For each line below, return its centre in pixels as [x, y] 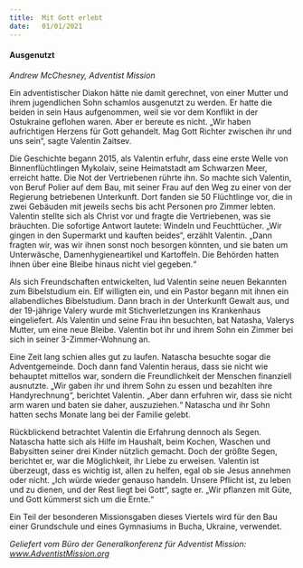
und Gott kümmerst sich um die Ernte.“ [82, 499]
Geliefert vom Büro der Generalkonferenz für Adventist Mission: [128, 544]
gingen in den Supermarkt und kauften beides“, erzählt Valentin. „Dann [141, 235]
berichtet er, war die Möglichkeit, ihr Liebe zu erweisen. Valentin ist [134, 460]
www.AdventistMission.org [60, 554]
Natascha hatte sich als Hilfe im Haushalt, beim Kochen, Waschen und [140, 441]
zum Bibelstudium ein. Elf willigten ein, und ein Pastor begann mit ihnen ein [149, 291]
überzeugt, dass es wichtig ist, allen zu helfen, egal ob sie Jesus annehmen [150, 470]
